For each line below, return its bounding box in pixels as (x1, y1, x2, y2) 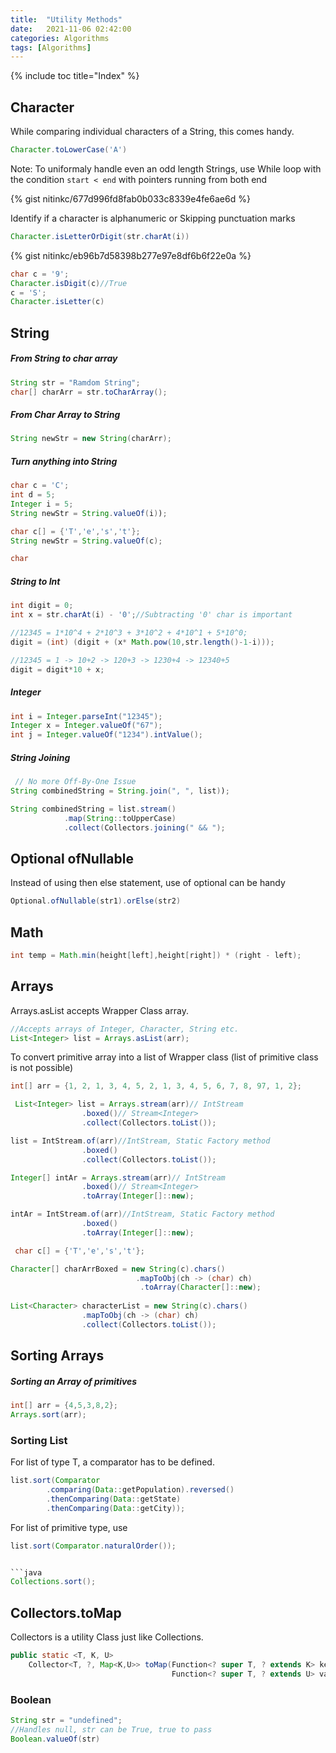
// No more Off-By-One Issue (14, 777, 137, 787)
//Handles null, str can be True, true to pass (10, 1724, 213, 1735)
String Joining (10, 751, 71, 763)
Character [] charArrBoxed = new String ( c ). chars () (10, 1264, 226, 1274)
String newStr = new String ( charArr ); (10, 434, 172, 444)
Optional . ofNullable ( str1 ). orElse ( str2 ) (10, 896, 182, 906)
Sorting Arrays (10, 1347, 105, 1365)
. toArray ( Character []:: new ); (139, 1282, 262, 1293)
